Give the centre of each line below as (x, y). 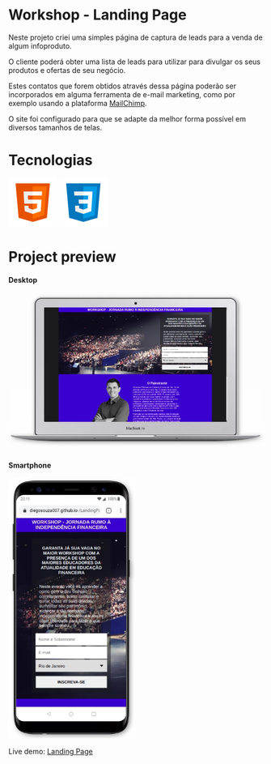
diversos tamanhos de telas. (55, 127)
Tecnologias (51, 160)
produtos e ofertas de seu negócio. (67, 70)
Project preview (62, 257)
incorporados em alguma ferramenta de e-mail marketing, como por (122, 94)
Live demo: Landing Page (51, 751)
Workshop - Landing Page (98, 15)
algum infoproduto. (40, 45)
